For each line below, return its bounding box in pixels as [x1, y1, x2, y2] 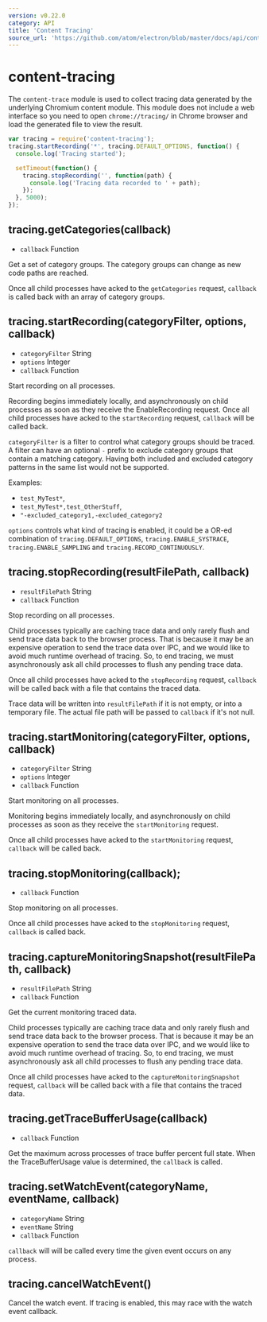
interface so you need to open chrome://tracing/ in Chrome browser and [8, 111, 249, 121]
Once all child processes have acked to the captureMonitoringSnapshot [8, 1072, 240, 1081]
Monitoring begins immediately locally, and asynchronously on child [8, 812, 230, 821]
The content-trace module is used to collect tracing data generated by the [8, 95, 253, 104]
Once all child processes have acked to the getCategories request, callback [8, 283, 257, 293]
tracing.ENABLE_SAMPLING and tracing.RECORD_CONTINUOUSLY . [8, 542, 205, 552]
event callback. [8, 1307, 58, 1316]
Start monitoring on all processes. [8, 796, 119, 805]
